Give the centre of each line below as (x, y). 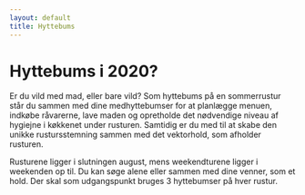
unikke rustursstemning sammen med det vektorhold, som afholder (136, 135)
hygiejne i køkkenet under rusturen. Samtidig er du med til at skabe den (143, 125)
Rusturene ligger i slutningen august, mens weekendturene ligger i (134, 162)
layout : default (40, 18)
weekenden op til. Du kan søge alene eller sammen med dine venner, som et (152, 171)
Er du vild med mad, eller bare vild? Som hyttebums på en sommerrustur (145, 96)
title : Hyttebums (42, 26)
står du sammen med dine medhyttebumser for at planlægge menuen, (141, 106)
